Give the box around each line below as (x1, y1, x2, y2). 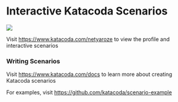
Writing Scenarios (6, 57, 60, 65)
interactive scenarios (6, 42, 59, 49)
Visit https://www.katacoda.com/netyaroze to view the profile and (6, 35, 170, 43)
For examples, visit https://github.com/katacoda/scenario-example (6, 89, 172, 96)
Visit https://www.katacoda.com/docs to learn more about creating (6, 71, 173, 78)
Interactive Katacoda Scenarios (6, 4, 168, 18)
